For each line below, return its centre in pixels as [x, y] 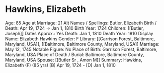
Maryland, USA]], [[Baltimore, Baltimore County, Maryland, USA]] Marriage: [82, 44]
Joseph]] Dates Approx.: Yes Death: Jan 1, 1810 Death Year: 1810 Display [79, 33]
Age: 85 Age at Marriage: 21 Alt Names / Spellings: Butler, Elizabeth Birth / [81, 23]
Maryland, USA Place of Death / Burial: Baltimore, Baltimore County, [75, 54]
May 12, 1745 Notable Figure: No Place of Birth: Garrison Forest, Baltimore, [81, 49]
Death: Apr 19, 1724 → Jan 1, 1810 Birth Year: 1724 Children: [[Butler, [75, 28]
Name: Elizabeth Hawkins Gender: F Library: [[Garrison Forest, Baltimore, [80, 39]
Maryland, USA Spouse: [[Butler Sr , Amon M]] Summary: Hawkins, [74, 60]
